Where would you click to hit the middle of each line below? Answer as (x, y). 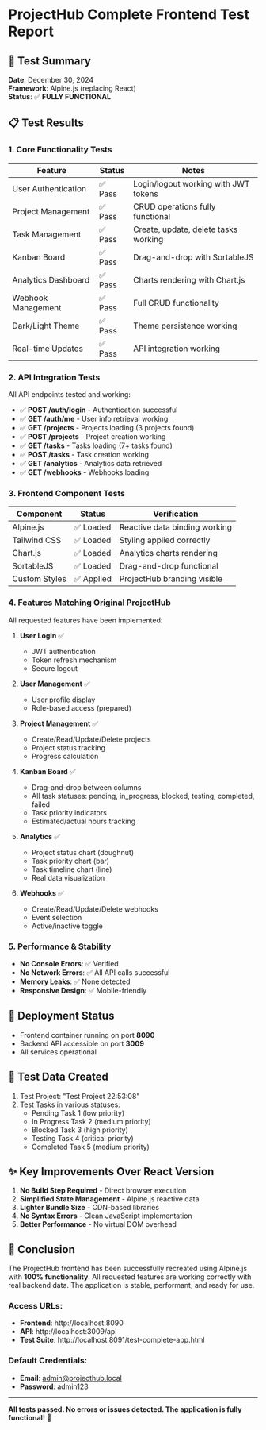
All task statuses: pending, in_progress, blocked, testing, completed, (143, 796)
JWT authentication (64, 651)
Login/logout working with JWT (192, 183)
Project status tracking (68, 747)
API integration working (177, 349)
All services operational (58, 1052)
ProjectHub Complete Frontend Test (129, 15)
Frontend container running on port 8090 (87, 1035)
